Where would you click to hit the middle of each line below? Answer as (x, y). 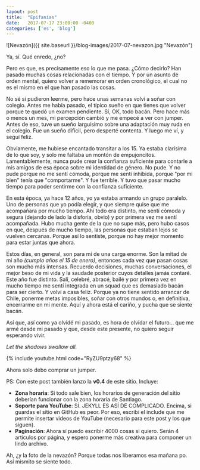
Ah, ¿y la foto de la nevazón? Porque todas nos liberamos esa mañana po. (97, 455)
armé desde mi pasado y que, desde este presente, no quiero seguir (90, 329)
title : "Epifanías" (32, 17)
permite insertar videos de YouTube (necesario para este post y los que (102, 419)
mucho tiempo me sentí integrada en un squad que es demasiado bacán (95, 286)
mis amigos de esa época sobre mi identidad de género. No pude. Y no (93, 168)
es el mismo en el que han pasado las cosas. (61, 88)
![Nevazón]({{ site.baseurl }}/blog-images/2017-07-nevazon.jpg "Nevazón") (99, 45)
